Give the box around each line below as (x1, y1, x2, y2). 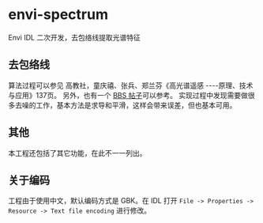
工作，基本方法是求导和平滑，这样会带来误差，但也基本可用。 (35, 100, 237, 110)
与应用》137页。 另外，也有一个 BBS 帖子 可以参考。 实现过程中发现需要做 (8, 90, 249, 100)
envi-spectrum (8, 6, 109, 24)
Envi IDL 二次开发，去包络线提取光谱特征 (8, 32, 141, 42)
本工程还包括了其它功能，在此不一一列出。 (8, 148, 147, 157)
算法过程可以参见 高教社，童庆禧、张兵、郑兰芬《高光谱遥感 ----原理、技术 (8, 81, 254, 90)
